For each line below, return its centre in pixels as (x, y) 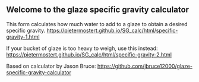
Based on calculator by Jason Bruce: (51, 66)
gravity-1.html (23, 37)
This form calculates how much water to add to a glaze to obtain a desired (97, 24)
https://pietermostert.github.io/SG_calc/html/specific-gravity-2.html (89, 54)
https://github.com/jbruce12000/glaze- (145, 66)
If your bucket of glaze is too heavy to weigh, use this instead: (82, 48)
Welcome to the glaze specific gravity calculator (97, 10)
